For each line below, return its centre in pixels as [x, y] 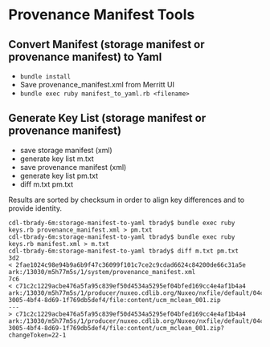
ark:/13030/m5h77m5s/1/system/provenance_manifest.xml [102, 272]
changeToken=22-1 [37, 335]
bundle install [45, 77]
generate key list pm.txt [59, 176]
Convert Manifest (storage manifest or [106, 44]
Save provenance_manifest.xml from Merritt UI [97, 85]
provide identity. [35, 208]
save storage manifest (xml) [66, 150]
